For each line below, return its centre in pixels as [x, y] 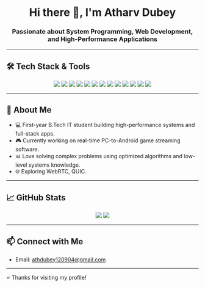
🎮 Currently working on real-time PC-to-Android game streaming [98, 140]
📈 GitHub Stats [36, 198]
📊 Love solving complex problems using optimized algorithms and [99, 156]
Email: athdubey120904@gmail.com [60, 260]
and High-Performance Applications [103, 39]
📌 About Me [29, 110]
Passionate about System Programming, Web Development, [103, 32]
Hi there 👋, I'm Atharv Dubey [103, 13]
